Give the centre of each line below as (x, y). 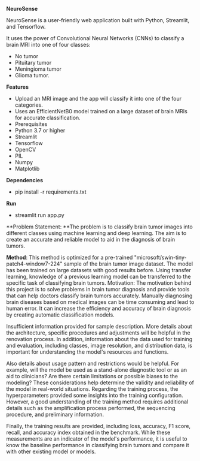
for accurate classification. (47, 117)
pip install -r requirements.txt (50, 192)
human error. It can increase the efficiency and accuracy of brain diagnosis (99, 308)
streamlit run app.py (39, 215)
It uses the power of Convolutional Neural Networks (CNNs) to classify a (95, 38)
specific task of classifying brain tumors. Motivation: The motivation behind (99, 283)
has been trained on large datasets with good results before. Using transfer (99, 270)
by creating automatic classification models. (60, 315)
